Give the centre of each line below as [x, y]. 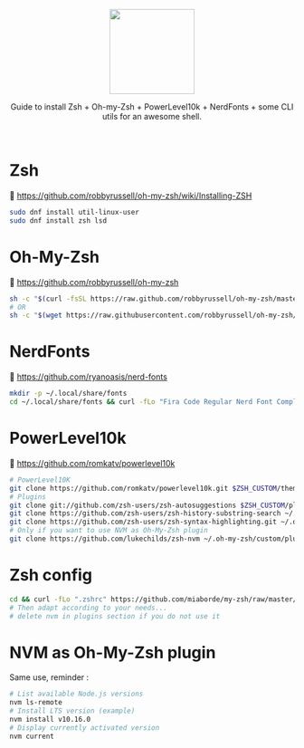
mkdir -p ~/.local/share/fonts [68, 394]
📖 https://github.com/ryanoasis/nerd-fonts [88, 377]
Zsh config [51, 575]
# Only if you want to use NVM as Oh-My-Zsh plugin [109, 531]
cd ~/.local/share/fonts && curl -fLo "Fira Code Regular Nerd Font [141, 402]
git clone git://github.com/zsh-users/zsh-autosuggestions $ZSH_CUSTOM [147, 505]
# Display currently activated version [85, 728]
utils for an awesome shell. [152, 116]
